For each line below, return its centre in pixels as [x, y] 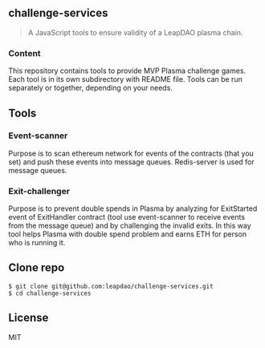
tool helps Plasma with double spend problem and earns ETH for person [128, 234]
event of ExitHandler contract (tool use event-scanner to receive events [127, 217]
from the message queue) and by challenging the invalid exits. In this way [130, 226]
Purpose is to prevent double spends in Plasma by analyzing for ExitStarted [133, 208]
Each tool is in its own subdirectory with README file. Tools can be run [125, 79]
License [29, 318]
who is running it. [37, 243]
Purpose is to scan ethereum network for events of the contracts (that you [131, 153]
